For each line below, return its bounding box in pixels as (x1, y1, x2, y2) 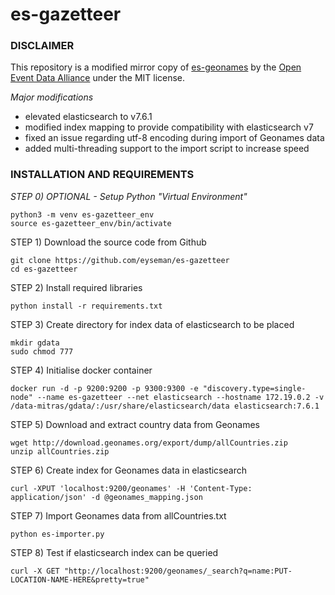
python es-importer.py (10, 529, 105, 539)
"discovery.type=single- (202, 383, 307, 393)
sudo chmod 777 (10, 346, 74, 357)
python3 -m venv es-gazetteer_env (10, 209, 155, 220)
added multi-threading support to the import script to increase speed (24, 143, 310, 155)
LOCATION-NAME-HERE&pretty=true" (10, 574, 150, 585)
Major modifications (10, 91, 94, 103)
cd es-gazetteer (10, 264, 78, 274)
